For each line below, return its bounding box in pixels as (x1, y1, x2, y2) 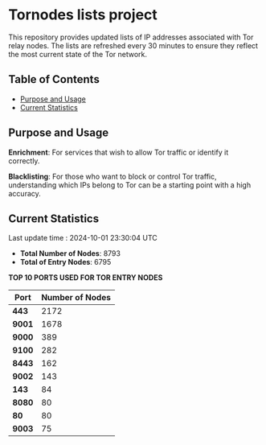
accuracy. (8, 188, 42, 198)
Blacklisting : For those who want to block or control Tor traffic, (8, 171, 217, 181)
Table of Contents (8, 72, 100, 86)
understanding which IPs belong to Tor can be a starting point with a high (8, 179, 252, 190)
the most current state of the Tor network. (8, 49, 147, 59)
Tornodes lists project (8, 6, 158, 24)
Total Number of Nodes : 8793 (19, 249, 121, 258)
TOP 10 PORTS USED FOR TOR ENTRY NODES (8, 273, 163, 282)
